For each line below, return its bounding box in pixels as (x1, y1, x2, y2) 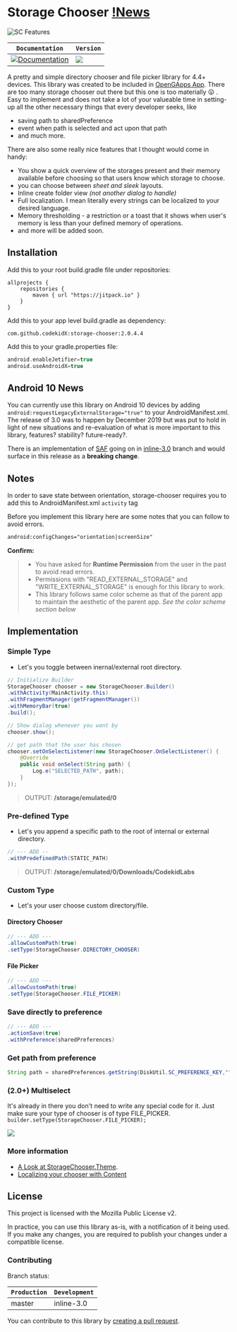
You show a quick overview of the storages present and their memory (17, 166, 221, 174)
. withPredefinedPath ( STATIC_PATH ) (7, 855, 109, 862)
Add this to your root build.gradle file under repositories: (7, 266, 171, 274)
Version (75, 44, 102, 52)
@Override (20, 754, 49, 761)
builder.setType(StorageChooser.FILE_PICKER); (7, 1117, 147, 1124)
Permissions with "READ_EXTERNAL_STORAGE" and (35, 575, 188, 583)
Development (54, 1288, 94, 1296)
